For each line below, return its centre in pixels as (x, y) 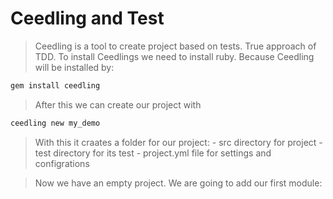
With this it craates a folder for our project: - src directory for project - (178, 142)
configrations (62, 163)
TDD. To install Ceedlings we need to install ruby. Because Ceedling (174, 56)
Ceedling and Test (87, 18)
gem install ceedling (55, 85)
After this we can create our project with (118, 104)
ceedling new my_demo (55, 123)
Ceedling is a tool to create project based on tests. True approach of (175, 46)
